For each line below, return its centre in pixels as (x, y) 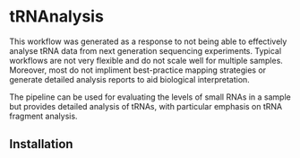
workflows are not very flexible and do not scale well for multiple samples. (146, 60)
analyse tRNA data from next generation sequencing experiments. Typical (146, 50)
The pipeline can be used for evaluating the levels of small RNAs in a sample (150, 97)
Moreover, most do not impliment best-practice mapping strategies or (138, 70)
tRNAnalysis (57, 17)
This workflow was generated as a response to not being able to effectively (148, 41)
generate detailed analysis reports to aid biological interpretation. (130, 79)
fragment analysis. (43, 116)
